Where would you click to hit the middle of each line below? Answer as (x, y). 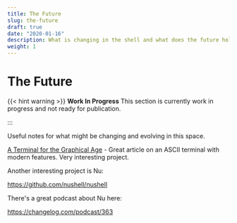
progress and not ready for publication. (64, 108)
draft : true (25, 27)
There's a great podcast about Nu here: (65, 198)
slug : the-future (33, 20)
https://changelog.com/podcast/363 (60, 212)
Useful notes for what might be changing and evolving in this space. (107, 135)
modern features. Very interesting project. (68, 157)
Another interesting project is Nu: (55, 171)
